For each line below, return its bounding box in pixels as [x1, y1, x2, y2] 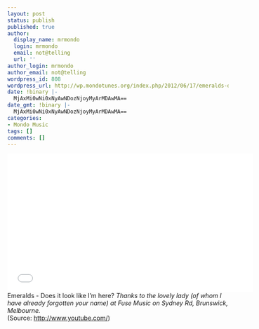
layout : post [7, 10, 46, 18]
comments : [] [7, 134, 46, 141]
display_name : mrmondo [13, 36, 80, 43]
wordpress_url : [7, 82, 52, 89]
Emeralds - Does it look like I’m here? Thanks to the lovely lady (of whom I [7, 292, 222, 300]
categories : [7, 114, 42, 121]
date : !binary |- [7, 88, 58, 95]
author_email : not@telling [7, 69, 86, 76]
